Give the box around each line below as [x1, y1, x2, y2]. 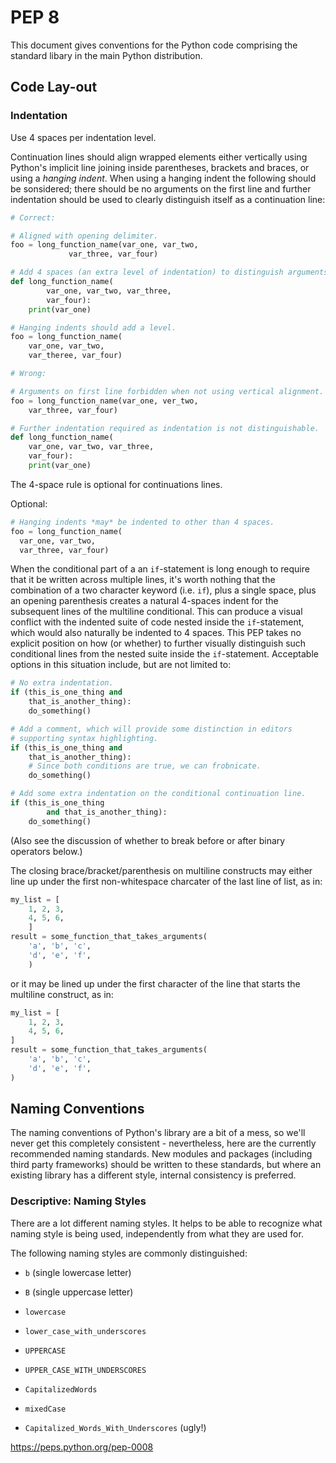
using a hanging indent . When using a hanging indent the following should [10, 172, 317, 184]
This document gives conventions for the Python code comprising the [10, 39, 298, 51]
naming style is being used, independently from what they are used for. [10, 1227, 304, 1240]
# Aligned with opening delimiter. [10, 231, 159, 241]
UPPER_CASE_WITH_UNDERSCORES [24, 1365, 147, 1375]
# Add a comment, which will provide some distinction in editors [10, 724, 293, 734]
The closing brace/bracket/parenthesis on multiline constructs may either [10, 864, 313, 876]
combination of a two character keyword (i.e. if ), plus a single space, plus [10, 584, 317, 596]
